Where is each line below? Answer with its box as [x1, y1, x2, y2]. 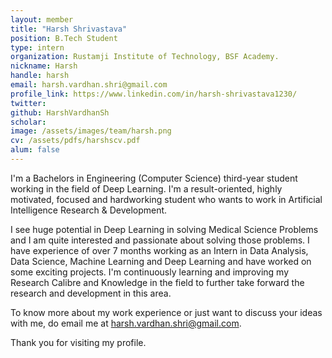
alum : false [10, 145, 60, 155]
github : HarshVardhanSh [10, 107, 110, 118]
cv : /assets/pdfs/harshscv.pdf [10, 136, 141, 146]
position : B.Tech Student [10, 33, 118, 43]
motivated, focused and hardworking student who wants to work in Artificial [10, 193, 323, 205]
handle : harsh [10, 71, 70, 81]
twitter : [10, 98, 47, 108]
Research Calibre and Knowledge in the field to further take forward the [10, 276, 305, 288]
